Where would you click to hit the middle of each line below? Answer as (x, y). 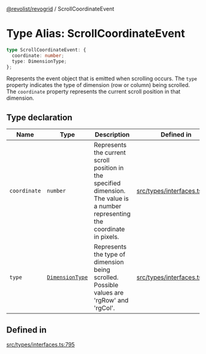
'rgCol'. (105, 308)
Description (112, 135)
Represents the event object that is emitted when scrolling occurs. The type (102, 78)
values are (109, 293)
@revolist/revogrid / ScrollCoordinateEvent (60, 9)
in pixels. (107, 237)
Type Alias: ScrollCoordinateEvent (96, 34)
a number (108, 206)
